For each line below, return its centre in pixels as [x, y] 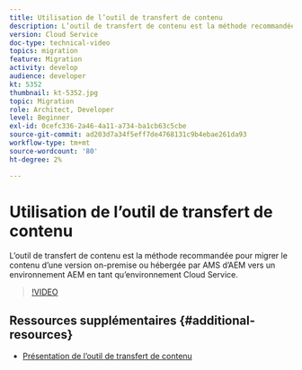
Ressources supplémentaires [93, 320]
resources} [41, 335]
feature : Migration [46, 59]
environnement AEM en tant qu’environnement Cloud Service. [124, 275]
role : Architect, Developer [62, 110]
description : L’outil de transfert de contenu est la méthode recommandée [152, 26]
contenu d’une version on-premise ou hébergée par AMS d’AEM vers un [142, 265]
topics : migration [44, 51]
